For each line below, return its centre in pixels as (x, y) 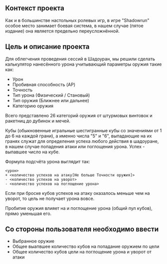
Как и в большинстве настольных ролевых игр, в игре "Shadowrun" (77, 20)
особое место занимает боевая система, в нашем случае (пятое (74, 26)
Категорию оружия (33, 106)
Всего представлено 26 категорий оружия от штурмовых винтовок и (79, 115)
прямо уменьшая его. (28, 213)
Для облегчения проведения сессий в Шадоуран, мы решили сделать (80, 59)
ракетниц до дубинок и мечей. (38, 121)
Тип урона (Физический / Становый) (51, 95)
